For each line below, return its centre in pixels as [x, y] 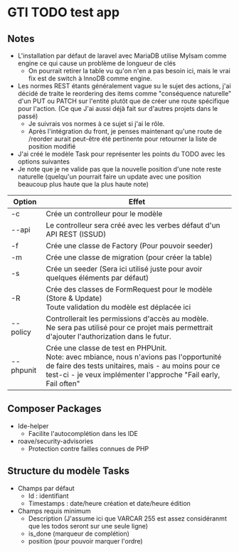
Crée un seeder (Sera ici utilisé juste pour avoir [124, 269]
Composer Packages [54, 409]
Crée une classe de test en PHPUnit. [106, 348]
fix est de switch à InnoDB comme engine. [90, 78]
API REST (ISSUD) [76, 234]
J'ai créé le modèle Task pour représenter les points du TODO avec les [121, 154]
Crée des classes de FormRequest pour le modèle [129, 289]
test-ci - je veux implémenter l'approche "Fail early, [133, 375]
